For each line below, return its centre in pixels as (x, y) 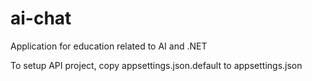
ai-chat (41, 18)
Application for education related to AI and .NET (109, 46)
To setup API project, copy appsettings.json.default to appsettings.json (156, 65)
